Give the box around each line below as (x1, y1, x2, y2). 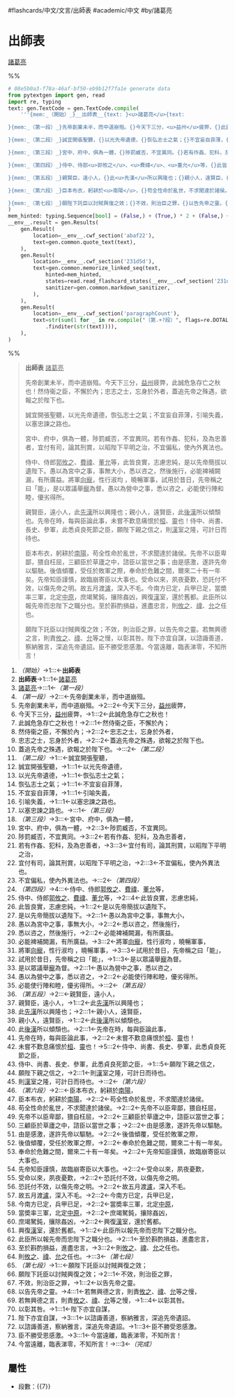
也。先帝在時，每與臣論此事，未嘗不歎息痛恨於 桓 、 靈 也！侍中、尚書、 (24, 517, 227, 525)
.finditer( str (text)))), (45, 323, 118, 330)
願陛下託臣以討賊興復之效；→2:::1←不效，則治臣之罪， (17, 1270, 176, 1278)
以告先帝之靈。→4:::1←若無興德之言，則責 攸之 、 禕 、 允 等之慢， (17, 1287, 201, 1296)
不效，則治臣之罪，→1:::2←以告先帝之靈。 (17, 1278, 139, 1286)
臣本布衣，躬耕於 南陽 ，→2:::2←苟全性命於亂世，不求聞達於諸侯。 (17, 1095, 208, 1103)
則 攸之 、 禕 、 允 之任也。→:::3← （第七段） (17, 1252, 137, 1261)
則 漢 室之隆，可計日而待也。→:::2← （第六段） (17, 1077, 149, 1086)
